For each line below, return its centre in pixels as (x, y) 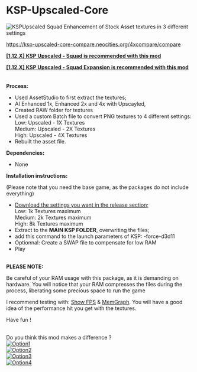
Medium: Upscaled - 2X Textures (55, 129)
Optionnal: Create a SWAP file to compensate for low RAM (85, 242)
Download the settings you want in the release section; (82, 205)
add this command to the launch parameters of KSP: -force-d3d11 (95, 236)
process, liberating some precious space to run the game (76, 291)
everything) (20, 193)
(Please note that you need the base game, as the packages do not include (98, 187)
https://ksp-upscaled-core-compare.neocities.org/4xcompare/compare (94, 44)
